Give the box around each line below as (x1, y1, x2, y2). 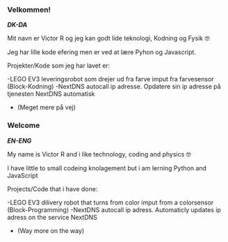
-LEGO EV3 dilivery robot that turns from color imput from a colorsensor (7, 198, 214, 207)
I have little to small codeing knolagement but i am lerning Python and (7, 163, 207, 172)
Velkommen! (7, 5, 51, 15)
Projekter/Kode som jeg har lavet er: (7, 61, 111, 70)
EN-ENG (7, 136, 32, 145)
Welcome (7, 120, 40, 130)
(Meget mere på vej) (17, 103, 76, 112)
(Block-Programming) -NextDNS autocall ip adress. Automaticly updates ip (7, 205, 221, 213)
